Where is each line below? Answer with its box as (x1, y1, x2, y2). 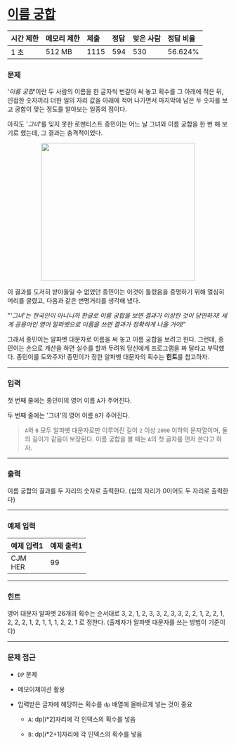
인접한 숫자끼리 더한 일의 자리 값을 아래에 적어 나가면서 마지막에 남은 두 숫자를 (7, 96, 221, 105)
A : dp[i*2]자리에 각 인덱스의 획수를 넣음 (27, 715, 136, 723)
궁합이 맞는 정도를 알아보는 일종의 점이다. (14, 105, 128, 113)
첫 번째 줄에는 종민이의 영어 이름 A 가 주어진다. (7, 396, 132, 404)
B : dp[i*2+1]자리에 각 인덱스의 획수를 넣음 (27, 730, 143, 738)
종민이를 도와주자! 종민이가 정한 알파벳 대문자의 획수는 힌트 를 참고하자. (16, 353, 209, 361)
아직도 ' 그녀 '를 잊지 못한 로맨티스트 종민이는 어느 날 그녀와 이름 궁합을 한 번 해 (7, 120, 221, 129)
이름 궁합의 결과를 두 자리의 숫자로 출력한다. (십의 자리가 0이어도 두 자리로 (7, 486, 210, 495)
